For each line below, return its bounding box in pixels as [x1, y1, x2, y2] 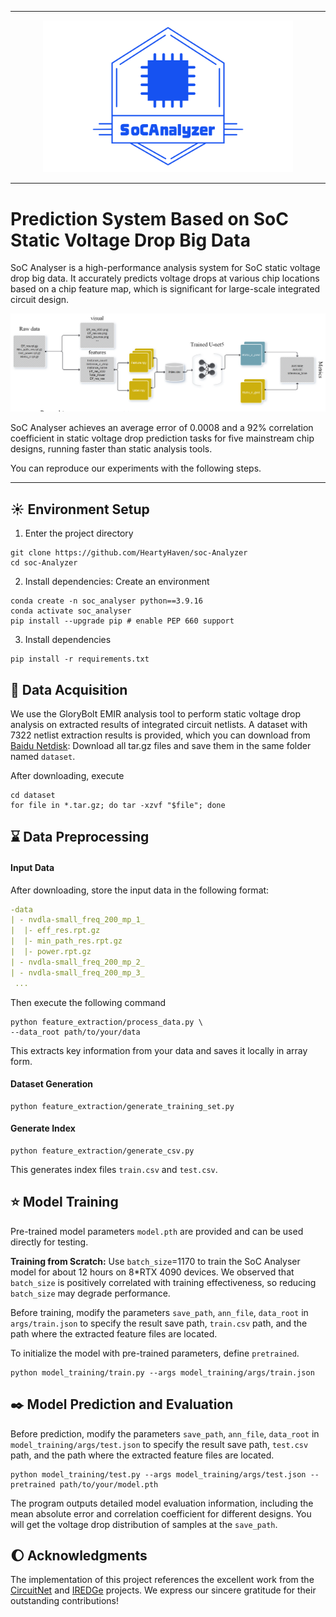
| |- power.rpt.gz [10, 947, 92, 957]
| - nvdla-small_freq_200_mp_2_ [10, 957, 145, 967]
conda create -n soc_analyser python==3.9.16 [10, 596, 203, 606]
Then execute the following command [10, 996, 167, 1008]
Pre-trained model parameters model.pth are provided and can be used [10, 1225, 304, 1237]
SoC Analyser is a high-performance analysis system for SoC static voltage [10, 262, 321, 274]
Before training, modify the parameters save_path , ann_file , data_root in [10, 1306, 309, 1318]
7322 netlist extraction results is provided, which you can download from [10, 729, 311, 741]
